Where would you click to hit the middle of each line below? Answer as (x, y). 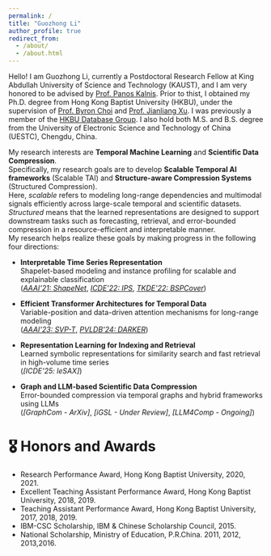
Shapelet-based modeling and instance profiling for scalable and (128, 271)
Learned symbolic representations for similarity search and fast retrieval (140, 354)
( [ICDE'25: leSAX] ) (51, 371)
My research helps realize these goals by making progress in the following (132, 238)
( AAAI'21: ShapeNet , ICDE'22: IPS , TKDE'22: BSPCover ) (113, 288)
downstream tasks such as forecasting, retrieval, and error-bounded (122, 221)
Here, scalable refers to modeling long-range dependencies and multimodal (135, 195)
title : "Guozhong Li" (45, 23)
